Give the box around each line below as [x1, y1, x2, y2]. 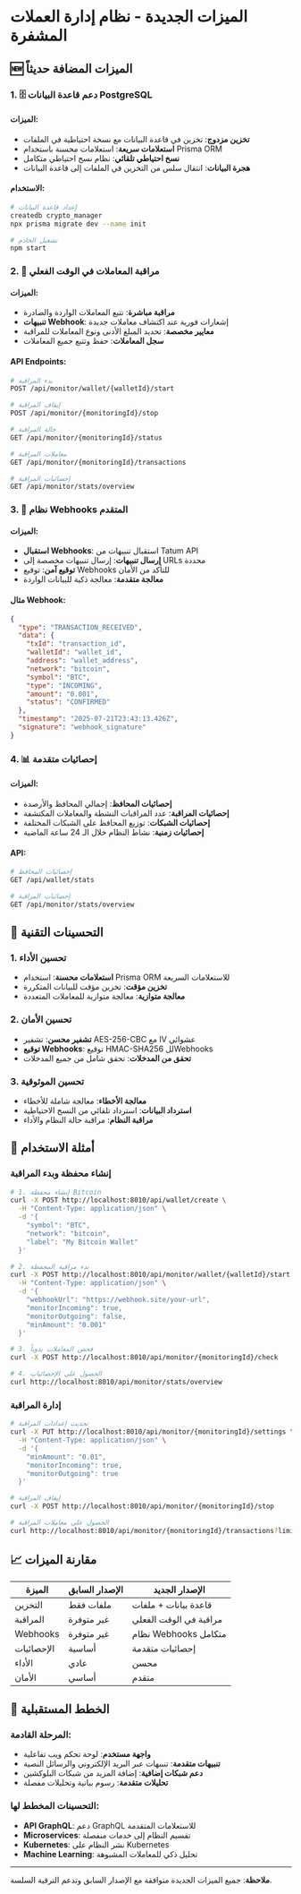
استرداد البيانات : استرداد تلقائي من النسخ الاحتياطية [22, 1104, 192, 1116]
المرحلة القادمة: [10, 1728, 72, 1741]
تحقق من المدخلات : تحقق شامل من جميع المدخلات [22, 1052, 191, 1063]
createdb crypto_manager [10, 210, 103, 220]
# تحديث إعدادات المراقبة [10, 1419, 88, 1428]
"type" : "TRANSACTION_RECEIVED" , [18, 622, 143, 632]
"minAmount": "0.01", [26, 1453, 106, 1461]
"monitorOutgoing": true [26, 1469, 119, 1478]
